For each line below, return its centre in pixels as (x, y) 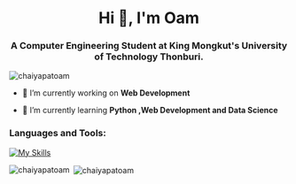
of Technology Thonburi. (149, 57)
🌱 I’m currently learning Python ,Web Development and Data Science (150, 111)
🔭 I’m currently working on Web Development (106, 93)
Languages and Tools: (58, 134)
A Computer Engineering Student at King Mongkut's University (149, 46)
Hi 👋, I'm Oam (149, 18)
